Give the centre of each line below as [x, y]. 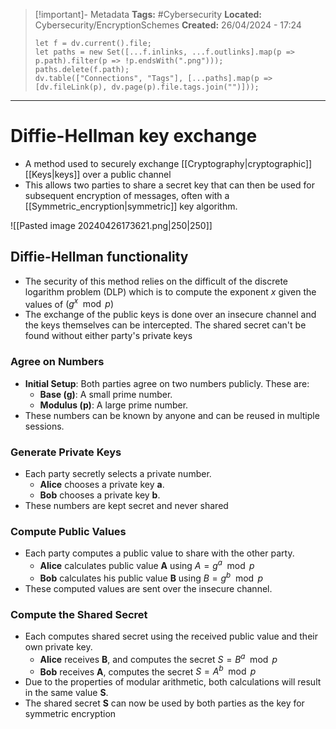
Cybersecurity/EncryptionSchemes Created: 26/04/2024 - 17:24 [168, 25]
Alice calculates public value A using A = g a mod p [147, 564]
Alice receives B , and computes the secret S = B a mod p [158, 658]
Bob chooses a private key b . [100, 495]
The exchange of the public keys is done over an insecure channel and [170, 315]
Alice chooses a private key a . [102, 484]
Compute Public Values [68, 531]
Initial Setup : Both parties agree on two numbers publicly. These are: [167, 383]
